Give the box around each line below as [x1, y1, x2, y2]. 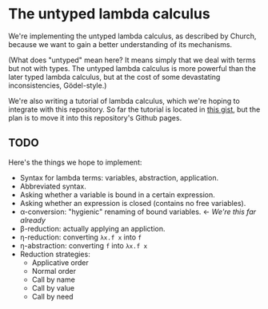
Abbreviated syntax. [19, 181, 86, 191]
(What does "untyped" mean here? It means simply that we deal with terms [8, 55, 256, 65]
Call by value [31, 283, 74, 292]
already [19, 215, 46, 224]
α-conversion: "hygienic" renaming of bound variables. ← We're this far [19, 207, 257, 216]
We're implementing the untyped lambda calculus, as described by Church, [8, 31, 257, 41]
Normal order [31, 266, 76, 275]
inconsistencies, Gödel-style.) [8, 81, 107, 90]
